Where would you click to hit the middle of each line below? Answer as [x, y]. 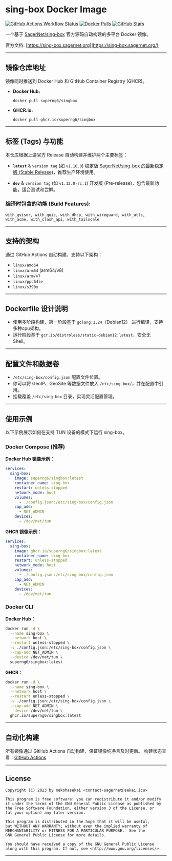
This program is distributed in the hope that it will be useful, [78, 822]
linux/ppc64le [28, 281]
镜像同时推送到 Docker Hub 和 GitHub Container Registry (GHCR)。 [76, 81]
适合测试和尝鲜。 [40, 189]
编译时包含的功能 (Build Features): [48, 204]
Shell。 [20, 341]
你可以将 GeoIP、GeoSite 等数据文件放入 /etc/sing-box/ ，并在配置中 [86, 384]
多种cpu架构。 [28, 328]
